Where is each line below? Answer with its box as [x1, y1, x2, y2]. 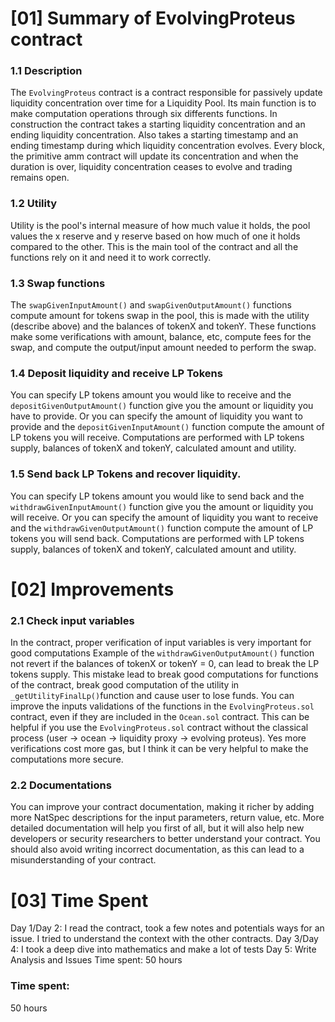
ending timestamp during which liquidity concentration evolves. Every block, [10, 140, 326, 152]
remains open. [10, 172, 70, 184]
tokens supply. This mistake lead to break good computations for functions [10, 668, 319, 681]
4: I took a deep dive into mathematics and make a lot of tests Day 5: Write [10, 943, 317, 956]
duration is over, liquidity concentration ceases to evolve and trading [10, 161, 293, 173]
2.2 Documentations [10, 778, 112, 792]
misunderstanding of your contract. [10, 854, 157, 866]
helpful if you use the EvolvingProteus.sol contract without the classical [10, 722, 309, 734]
